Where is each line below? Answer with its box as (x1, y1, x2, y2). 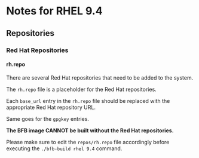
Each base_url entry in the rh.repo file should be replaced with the (6, 97, 170, 104)
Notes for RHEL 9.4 (6, 4, 103, 18)
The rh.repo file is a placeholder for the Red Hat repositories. (6, 86, 157, 93)
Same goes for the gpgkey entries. (6, 115, 90, 122)
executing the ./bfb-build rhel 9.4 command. (6, 145, 123, 152)
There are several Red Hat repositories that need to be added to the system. (6, 74, 194, 81)
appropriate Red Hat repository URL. (6, 104, 96, 111)
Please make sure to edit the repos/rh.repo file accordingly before (6, 138, 170, 145)
